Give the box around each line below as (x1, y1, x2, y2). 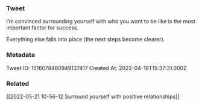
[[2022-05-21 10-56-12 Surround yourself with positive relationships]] (6, 93, 180, 100)
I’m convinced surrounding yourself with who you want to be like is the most (6, 18, 196, 25)
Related (6, 79, 30, 87)
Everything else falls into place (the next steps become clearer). (6, 36, 165, 43)
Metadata (6, 51, 35, 59)
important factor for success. (6, 24, 79, 31)
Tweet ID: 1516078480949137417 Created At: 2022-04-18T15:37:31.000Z (6, 64, 187, 71)
